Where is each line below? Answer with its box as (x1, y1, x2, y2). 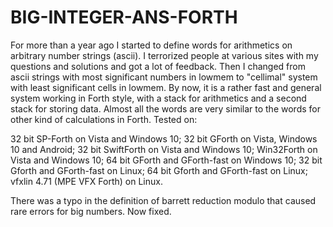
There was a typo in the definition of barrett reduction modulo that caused (10, 194, 317, 206)
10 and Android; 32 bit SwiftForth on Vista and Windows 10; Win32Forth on (10, 143, 318, 155)
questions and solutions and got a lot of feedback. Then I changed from (10, 60, 307, 72)
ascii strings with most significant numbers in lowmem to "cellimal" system (10, 71, 318, 83)
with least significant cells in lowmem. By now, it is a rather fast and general (10, 81, 322, 93)
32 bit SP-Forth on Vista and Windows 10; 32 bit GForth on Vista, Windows (10, 132, 318, 145)
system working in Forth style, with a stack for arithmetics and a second (10, 92, 307, 104)
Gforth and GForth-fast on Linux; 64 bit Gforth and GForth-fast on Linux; (10, 164, 308, 176)
